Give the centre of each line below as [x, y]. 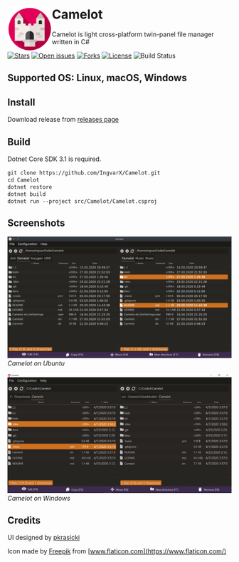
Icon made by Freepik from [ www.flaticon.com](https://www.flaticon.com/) [117, 551]
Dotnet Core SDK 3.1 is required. [54, 159]
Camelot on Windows [39, 498]
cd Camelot [23, 180]
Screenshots [36, 223]
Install [21, 102]
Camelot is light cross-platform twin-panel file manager [133, 34]
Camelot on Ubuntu [36, 363]
